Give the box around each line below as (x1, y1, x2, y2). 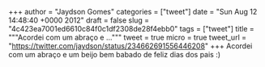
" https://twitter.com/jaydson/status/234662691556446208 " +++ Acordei (8, 41, 253, 51)
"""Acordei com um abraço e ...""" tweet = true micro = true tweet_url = (8, 32, 247, 42)
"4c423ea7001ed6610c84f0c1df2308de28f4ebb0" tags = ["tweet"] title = (8, 24, 255, 33)
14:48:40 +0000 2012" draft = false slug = (8, 15, 150, 25)
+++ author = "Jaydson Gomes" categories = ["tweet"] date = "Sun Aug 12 (8, 7, 258, 16)
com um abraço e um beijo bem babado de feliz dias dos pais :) (8, 50, 221, 59)
